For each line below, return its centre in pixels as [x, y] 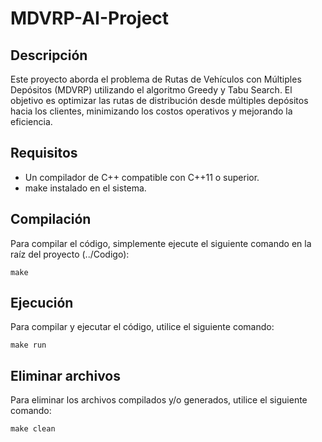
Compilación [51, 219]
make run [28, 345]
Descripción [49, 55]
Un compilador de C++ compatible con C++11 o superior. [142, 177]
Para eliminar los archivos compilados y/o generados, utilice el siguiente [159, 400]
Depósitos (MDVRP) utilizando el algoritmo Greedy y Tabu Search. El [151, 90]
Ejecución [42, 303]
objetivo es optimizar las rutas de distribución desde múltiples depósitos [159, 100]
